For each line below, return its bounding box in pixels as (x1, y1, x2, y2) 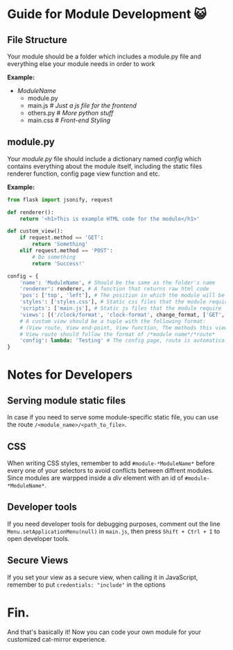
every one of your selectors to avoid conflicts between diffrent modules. (7, 467, 214, 474)
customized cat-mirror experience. (7, 635, 107, 643)
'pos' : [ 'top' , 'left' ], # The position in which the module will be (19, 292, 225, 299)
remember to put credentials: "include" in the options (7, 580, 166, 589)
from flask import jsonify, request (7, 196, 113, 203)
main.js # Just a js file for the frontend (27, 101, 137, 110)
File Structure (7, 34, 67, 46)
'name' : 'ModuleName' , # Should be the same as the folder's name (19, 279, 216, 286)
